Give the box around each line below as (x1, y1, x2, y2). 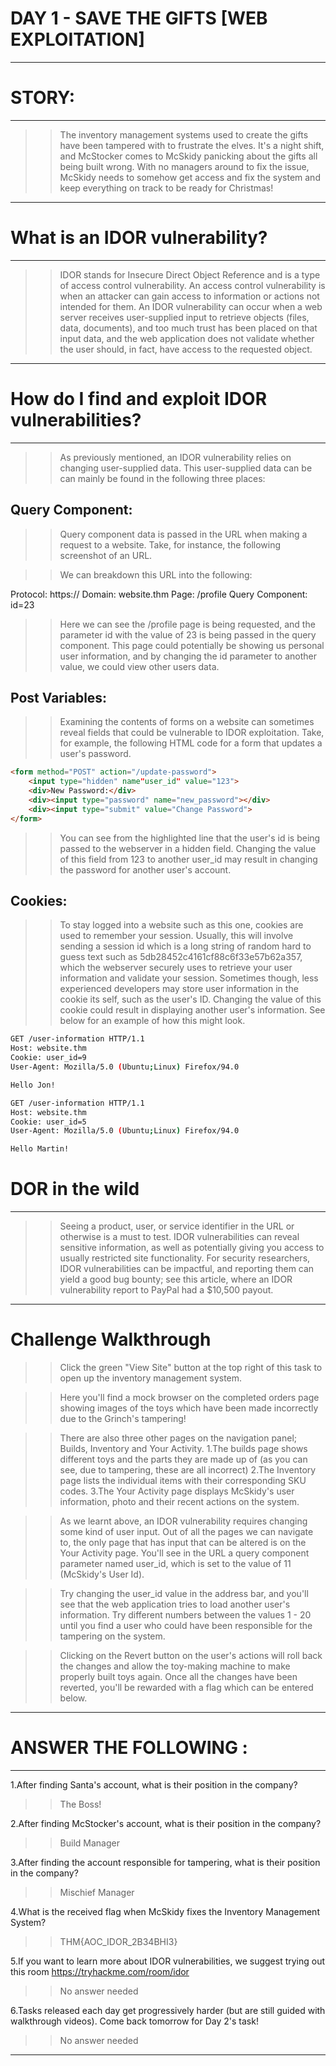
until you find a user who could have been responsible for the (59, 1620, 313, 1632)
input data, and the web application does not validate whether (59, 332, 315, 344)
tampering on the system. (59, 1630, 166, 1642)
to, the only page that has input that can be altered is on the (59, 1537, 307, 1549)
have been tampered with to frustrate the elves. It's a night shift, (59, 139, 325, 151)
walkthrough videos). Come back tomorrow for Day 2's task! (10, 2015, 259, 2027)
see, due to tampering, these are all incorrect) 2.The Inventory (59, 1464, 317, 1476)
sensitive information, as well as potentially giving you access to (59, 1242, 325, 1254)
